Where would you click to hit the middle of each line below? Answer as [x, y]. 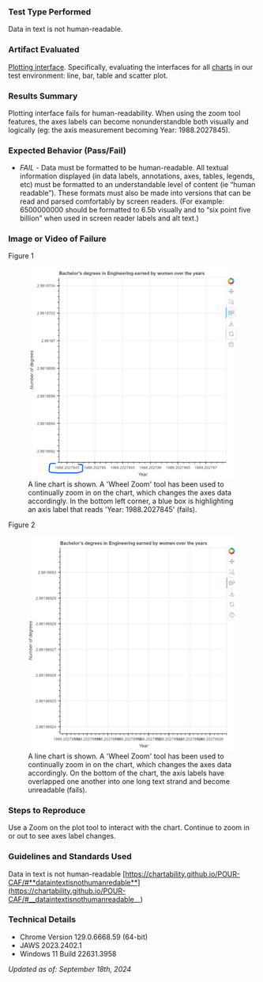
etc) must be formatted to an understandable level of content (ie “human [137, 185]
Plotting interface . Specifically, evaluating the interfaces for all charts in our [131, 67]
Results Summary [43, 96]
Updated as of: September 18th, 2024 [70, 969]
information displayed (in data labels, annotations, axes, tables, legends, [137, 176]
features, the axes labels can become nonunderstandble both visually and [128, 121]
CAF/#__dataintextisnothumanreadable [71, 899]
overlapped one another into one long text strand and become [129, 781]
